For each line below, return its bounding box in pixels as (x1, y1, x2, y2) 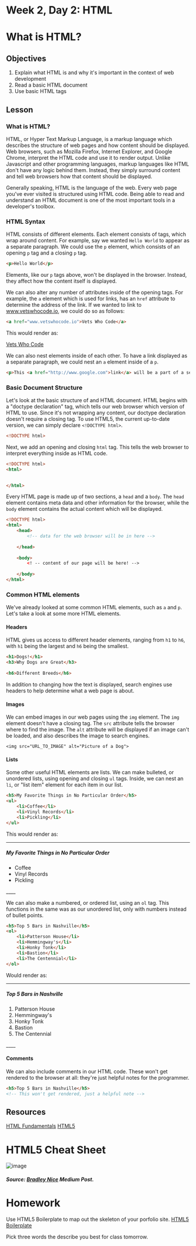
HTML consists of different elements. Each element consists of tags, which (6, 231, 187, 238)
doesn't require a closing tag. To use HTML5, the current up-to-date (6, 416, 170, 423)
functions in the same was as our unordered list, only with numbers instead (6, 905, 187, 912)
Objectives (6, 53, 47, 63)
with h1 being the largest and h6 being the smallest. (6, 643, 129, 650)
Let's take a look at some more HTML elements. (6, 610, 121, 617)
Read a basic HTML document (14, 81, 87, 88)
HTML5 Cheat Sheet (6, 1143, 106, 1156)
